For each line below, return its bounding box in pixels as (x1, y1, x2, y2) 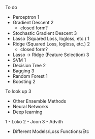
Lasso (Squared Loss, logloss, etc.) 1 (12, 35, 90, 41)
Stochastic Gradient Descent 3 (12, 30, 77, 36)
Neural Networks (12, 104, 48, 109)
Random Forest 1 (12, 73, 48, 79)
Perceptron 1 (12, 14, 40, 20)
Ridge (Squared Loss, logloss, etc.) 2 (12, 41, 90, 47)
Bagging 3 (12, 68, 35, 74)
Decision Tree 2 (12, 63, 46, 68)
